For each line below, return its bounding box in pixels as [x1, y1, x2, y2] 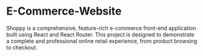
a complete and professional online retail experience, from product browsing [6, 37, 198, 44]
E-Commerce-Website [6, 4, 122, 18]
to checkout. [6, 44, 38, 51]
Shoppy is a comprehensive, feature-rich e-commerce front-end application [6, 24, 196, 32]
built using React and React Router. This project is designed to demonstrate [6, 30, 195, 38]
